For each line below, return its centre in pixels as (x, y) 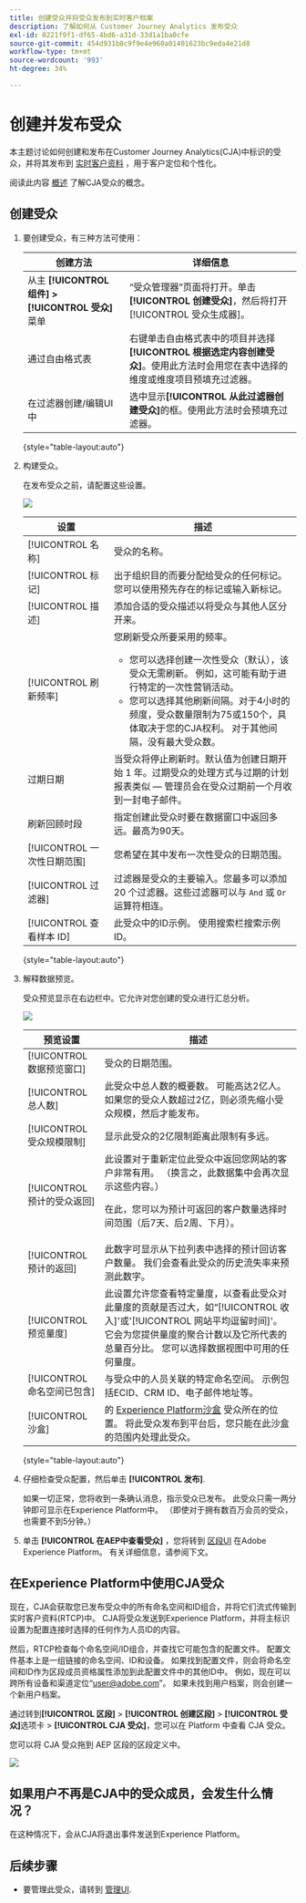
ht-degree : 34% (38, 69)
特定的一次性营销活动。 (189, 687)
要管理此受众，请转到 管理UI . (77, 1889)
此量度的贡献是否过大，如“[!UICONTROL (191, 1307)
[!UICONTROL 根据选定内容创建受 (202, 352)
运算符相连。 (141, 905)
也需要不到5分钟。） (59, 1521)
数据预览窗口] (56, 1069)
